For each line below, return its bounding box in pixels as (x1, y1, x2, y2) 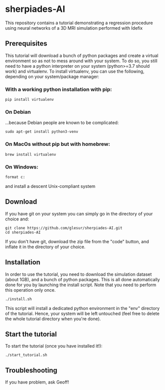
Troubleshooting (5, 366, 58, 374)
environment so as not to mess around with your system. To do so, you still (5, 58, 158, 64)
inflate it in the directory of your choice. (5, 244, 85, 250)
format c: (5, 174, 26, 179)
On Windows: (5, 163, 39, 170)
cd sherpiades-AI (5, 230, 41, 235)
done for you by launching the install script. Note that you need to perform (5, 282, 157, 288)
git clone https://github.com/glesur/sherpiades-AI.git (5, 225, 123, 230)
